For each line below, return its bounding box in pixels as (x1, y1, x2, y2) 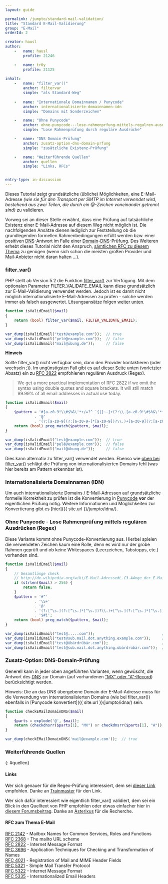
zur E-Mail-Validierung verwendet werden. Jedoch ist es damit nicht (5, 288, 145, 294)
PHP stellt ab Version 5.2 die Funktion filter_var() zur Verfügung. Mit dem (5, 278, 155, 284)
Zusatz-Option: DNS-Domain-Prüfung (5, 657, 100, 664)
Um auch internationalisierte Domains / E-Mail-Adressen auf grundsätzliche (5, 490, 161, 496)
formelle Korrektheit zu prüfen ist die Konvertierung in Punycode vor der (5, 495, 154, 501)
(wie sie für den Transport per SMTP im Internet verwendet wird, (23, 196, 156, 202)
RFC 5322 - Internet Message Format (5, 867, 82, 873)
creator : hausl (5, 40, 37, 45)
